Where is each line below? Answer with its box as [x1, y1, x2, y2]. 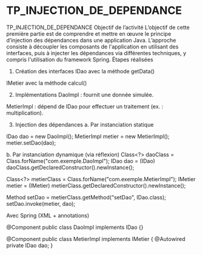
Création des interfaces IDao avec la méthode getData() [15, 67, 155, 75]
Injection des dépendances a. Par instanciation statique [15, 121, 154, 128]
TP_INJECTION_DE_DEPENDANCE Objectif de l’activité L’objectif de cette [6, 24, 190, 31]
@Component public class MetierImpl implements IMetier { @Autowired [6, 235, 186, 242]
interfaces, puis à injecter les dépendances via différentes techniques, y [6, 49, 187, 56]
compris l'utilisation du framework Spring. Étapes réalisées [6, 56, 153, 63]
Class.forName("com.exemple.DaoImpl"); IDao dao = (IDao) [6, 157, 156, 164]
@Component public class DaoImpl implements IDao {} [6, 224, 144, 231]
